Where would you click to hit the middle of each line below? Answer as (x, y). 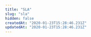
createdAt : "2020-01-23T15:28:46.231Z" (46, 23)
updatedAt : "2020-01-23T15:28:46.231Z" (46, 27)
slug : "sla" (17, 14)
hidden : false (20, 18)
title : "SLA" (18, 9)
